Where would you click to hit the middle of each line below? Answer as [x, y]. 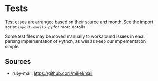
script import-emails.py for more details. [46, 27]
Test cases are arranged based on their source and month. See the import [79, 22]
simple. [12, 46]
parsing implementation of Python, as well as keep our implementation [76, 41]
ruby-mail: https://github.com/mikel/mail [52, 73]
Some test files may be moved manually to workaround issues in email [75, 36]
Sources [18, 61]
